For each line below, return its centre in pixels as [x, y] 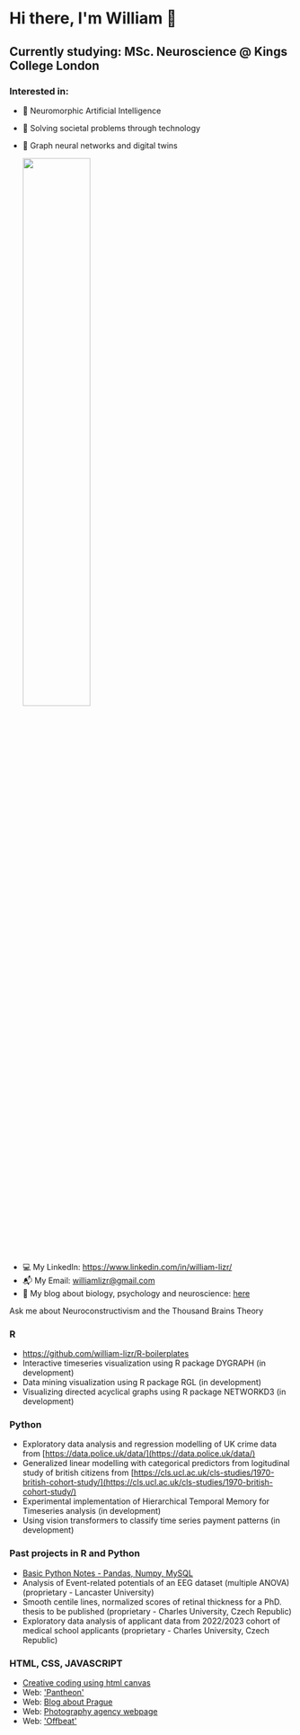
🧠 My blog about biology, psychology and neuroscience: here [136, 1293]
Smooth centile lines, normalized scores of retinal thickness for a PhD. [152, 1602]
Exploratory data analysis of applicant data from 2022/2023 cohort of [151, 1621]
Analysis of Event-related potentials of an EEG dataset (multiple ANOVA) [156, 1582]
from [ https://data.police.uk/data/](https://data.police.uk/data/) [139, 1454]
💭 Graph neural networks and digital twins [100, 145]
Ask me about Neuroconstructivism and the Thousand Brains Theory [137, 1311]
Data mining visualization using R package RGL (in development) [142, 1383]
